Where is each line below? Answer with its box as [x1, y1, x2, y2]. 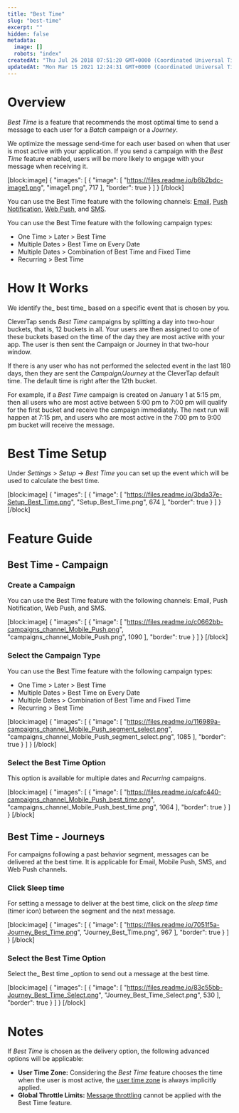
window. [7, 347, 32, 356]
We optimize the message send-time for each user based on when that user [7, 139, 230, 147]
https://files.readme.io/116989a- [127, 717, 221, 725]
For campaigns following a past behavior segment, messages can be [7, 849, 209, 859]
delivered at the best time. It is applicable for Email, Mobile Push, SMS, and [7, 857, 227, 866]
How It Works [7, 279, 89, 296]
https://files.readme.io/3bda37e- [127, 490, 223, 499]
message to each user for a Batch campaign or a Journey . [7, 125, 179, 134]
